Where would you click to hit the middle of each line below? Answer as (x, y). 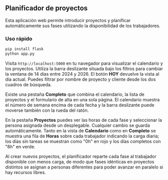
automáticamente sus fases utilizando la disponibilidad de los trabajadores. (83, 26)
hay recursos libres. (26, 172)
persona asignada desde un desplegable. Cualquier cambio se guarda (78, 125)
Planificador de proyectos (46, 8)
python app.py (20, 54)
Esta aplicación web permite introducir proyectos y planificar (68, 20)
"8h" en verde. (20, 146)
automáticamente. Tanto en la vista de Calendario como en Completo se (81, 130)
